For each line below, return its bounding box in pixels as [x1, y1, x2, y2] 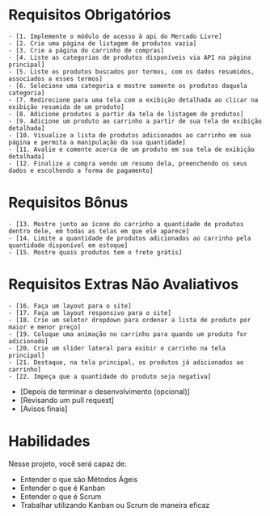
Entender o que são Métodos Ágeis [19, 474, 138, 484]
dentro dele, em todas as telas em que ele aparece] [8, 227, 190, 235]
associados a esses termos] [8, 74, 103, 82]
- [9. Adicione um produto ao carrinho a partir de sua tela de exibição [8, 117, 263, 125]
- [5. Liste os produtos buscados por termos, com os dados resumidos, [8, 67, 255, 76]
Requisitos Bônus [8, 194, 129, 212]
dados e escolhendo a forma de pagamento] [8, 166, 154, 174]
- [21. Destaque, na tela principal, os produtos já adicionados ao [8, 358, 244, 367]
